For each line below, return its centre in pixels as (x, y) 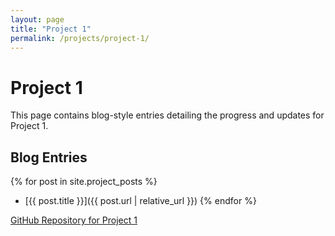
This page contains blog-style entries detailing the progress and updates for (167, 115)
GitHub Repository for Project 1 (74, 220)
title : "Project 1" (51, 29)
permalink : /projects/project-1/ (80, 38)
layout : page (37, 19)
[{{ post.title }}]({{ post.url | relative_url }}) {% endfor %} (140, 201)
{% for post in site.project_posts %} (84, 182)
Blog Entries (49, 157)
